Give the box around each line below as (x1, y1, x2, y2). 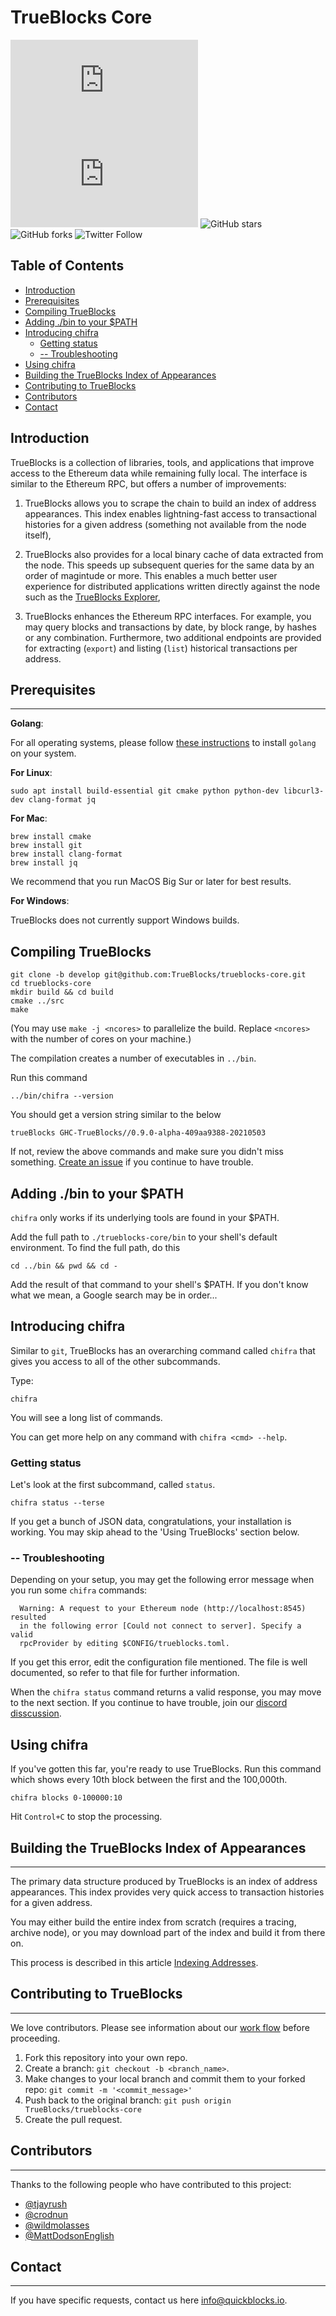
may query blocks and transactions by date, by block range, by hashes (24, 621, 317, 633)
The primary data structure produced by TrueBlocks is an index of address (10, 1876, 318, 1888)
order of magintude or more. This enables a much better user (24, 569, 278, 581)
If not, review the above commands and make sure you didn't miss (10, 1146, 284, 1158)
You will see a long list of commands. (10, 1411, 163, 1423)
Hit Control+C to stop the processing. (10, 1811, 163, 1823)
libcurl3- (283, 786, 325, 796)
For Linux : (10, 767, 53, 779)
